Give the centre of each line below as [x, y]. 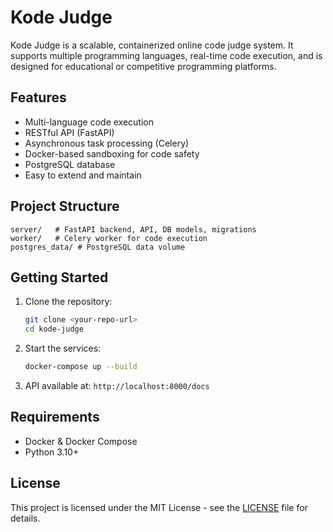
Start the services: [63, 348]
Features [38, 97]
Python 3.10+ [52, 452]
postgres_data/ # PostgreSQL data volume [98, 247]
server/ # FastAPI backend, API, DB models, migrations [133, 229]
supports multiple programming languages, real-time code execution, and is [166, 55]
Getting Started [59, 277]
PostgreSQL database [70, 164]
